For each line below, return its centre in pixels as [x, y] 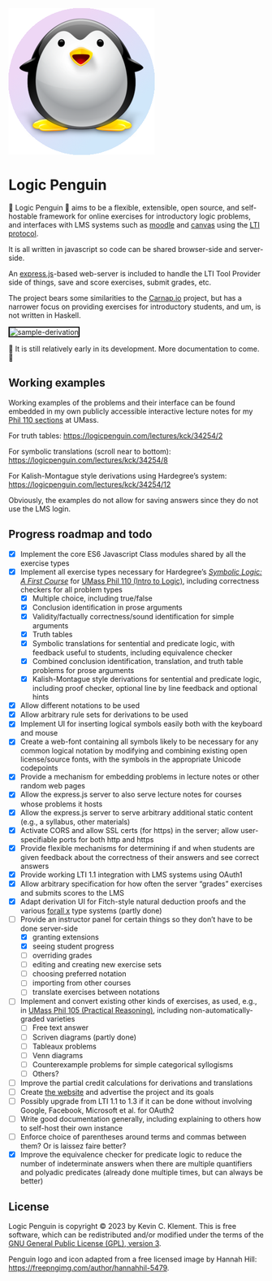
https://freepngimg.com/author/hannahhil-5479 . [89, 1268]
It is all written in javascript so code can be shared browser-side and [123, 249]
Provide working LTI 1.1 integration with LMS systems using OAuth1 [131, 875]
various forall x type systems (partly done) [91, 910]
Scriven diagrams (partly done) [84, 1037]
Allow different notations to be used [80, 706]
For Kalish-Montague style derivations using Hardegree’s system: [118, 475]
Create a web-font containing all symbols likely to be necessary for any [139, 742]
